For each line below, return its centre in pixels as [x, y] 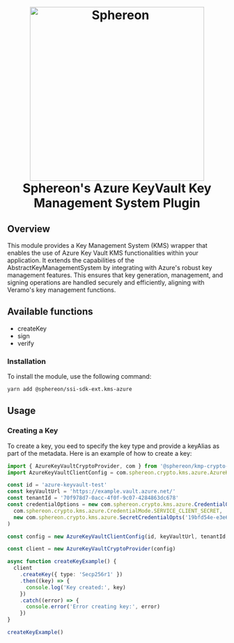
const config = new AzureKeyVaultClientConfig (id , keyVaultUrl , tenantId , [118, 537]
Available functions [50, 312]
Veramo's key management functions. [62, 290]
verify [26, 343]
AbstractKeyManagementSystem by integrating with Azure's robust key [110, 268]
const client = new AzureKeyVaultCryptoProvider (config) [92, 549]
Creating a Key [33, 431]
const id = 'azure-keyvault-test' [57, 485]
